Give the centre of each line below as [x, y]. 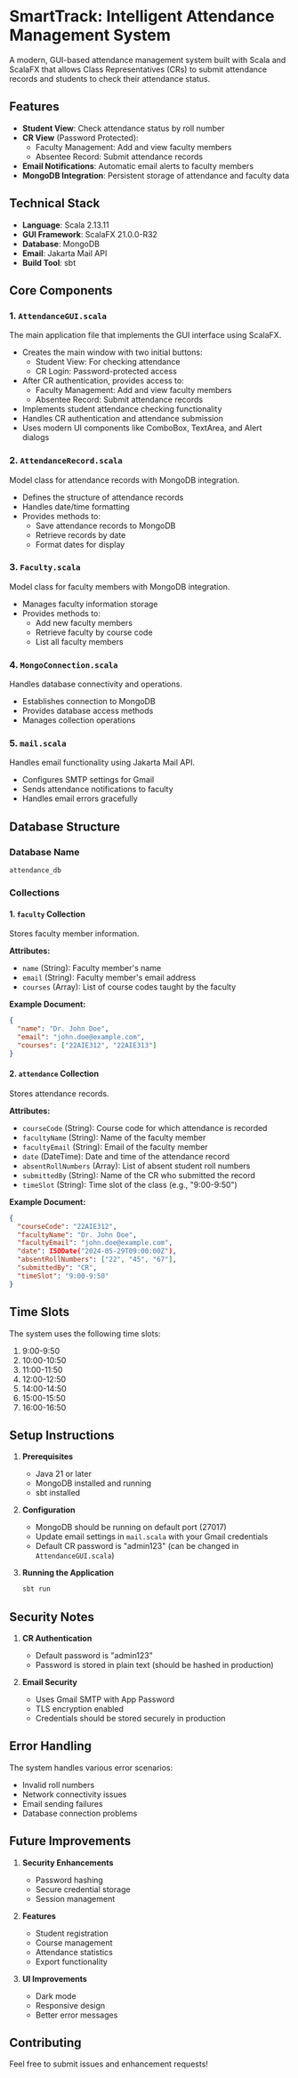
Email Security [49, 1682]
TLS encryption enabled [80, 1709]
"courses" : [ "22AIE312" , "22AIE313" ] [87, 1045]
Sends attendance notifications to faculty [97, 790]
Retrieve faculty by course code [94, 632]
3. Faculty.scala [45, 567]
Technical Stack [55, 203]
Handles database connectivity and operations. [96, 684]
